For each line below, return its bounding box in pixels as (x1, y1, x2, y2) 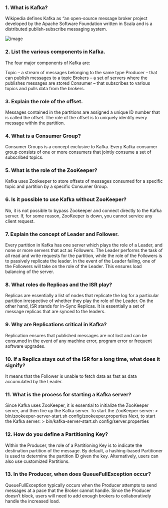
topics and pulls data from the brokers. (5, 85, 85, 91)
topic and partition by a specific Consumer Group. (5, 183, 108, 189)
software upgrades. (5, 343, 46, 349)
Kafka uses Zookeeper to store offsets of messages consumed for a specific (5, 178, 163, 184)
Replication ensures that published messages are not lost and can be (5, 332, 147, 338)
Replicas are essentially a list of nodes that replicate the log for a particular (5, 293, 159, 299)
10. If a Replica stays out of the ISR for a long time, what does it (5, 355, 160, 362)
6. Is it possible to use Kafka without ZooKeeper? (5, 196, 126, 203)
